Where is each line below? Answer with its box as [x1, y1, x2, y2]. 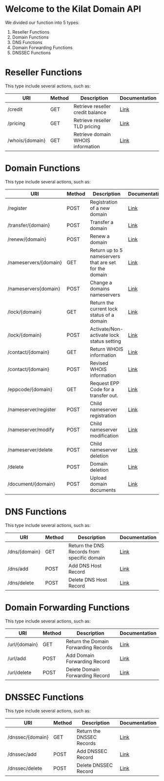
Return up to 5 [90, 247, 123, 253]
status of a [90, 311, 115, 318]
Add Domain [65, 652, 94, 658]
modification [90, 432, 119, 439]
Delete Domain [65, 666, 100, 673]
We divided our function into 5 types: [5, 20, 80, 25]
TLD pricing [73, 123, 101, 130]
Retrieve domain [73, 131, 111, 138]
